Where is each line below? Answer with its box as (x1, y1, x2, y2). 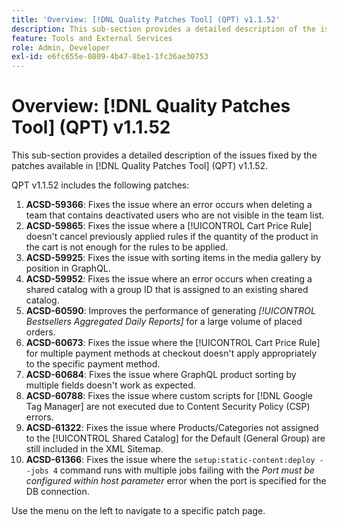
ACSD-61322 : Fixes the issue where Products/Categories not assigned (25, 422, 319, 434)
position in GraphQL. (25, 262, 111, 275)
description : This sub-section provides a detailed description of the (11, 24, 316, 34)
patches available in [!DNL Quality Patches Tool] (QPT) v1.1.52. (11, 160, 269, 172)
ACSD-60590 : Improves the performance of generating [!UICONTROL (25, 305, 316, 317)
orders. (25, 326, 56, 338)
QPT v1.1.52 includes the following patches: (11, 179, 190, 191)
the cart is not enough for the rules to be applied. (25, 241, 229, 253)
